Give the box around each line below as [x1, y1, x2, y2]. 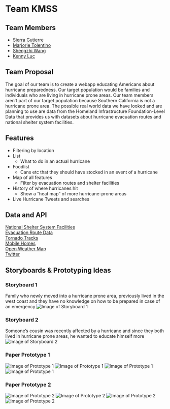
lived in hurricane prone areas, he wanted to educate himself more [5, 333, 145, 339]
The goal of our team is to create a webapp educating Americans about [5, 81, 155, 87]
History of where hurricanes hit [12, 185, 78, 191]
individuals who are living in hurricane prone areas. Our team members [5, 92, 154, 98]
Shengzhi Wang [12, 48, 46, 53]
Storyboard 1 [5, 281, 38, 288]
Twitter [5, 251, 20, 257]
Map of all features [12, 174, 52, 181]
